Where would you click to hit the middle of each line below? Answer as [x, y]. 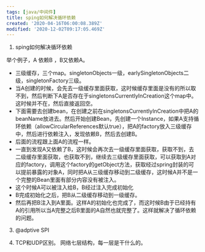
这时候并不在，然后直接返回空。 [55, 104]
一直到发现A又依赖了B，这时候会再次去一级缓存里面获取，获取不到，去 [105, 149]
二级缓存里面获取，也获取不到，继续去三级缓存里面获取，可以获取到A [103, 157]
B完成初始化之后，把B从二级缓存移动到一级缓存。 [78, 195]
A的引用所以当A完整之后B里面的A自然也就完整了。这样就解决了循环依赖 [106, 211]
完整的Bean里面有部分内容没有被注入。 [70, 180]
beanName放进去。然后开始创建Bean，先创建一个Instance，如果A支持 [104, 119]
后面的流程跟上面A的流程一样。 [55, 142]
